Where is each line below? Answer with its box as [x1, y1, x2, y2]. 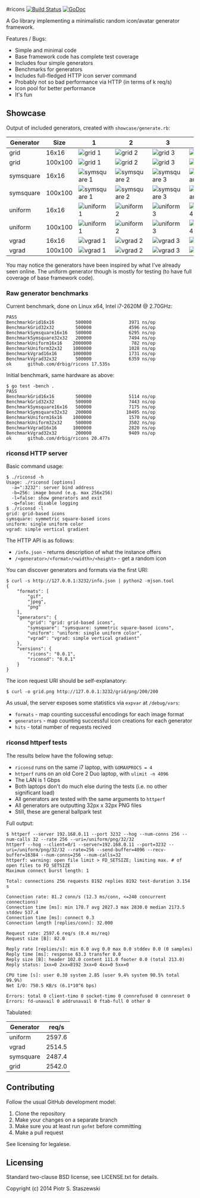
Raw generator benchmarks [6, 289, 89, 297]
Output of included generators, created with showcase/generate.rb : [6, 124, 170, 131]
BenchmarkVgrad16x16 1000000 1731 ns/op [6, 351, 156, 357]
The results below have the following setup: [6, 752, 113, 759]
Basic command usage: [6, 463, 64, 470]
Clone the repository [14, 1110, 65, 1117]
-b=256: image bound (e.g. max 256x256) [11, 490, 113, 496]
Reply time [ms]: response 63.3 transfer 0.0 [6, 951, 121, 957]
